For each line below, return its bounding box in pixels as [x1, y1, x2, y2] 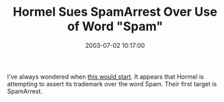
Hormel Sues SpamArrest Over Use [12, 4, 218, 20]
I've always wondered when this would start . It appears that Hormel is [7, 73, 204, 81]
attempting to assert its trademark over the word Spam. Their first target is [7, 79, 217, 88]
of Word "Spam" [67, 18, 163, 34]
